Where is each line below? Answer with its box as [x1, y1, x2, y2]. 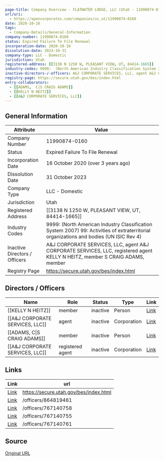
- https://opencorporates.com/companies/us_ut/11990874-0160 [9, 16, 137, 21]
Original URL [5, 450, 31, 456]
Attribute [14, 126, 35, 133]
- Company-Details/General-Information [9, 30, 91, 35]
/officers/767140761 [22, 420, 72, 427]
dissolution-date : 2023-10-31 [5, 48, 67, 53]
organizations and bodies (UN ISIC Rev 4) [46, 233, 142, 240]
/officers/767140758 [22, 405, 72, 412]
